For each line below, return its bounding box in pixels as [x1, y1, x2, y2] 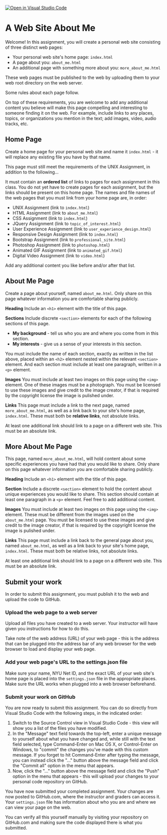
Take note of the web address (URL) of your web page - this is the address [5, 635, 159, 641]
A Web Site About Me [5, 23, 96, 34]
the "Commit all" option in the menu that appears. [12, 763, 115, 769]
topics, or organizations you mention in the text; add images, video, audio [5, 115, 156, 121]
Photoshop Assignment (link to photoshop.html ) [12, 242, 110, 248]
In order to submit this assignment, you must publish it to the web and [5, 591, 149, 597]
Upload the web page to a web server [5, 609, 97, 616]
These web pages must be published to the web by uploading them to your [5, 74, 160, 80]
